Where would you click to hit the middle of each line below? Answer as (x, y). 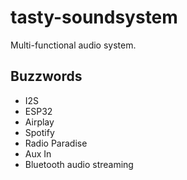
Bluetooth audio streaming (79, 164)
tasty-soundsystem (94, 17)
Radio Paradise (56, 143)
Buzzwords (46, 76)
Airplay (39, 122)
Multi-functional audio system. (73, 45)
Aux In (38, 153)
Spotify (39, 132)
